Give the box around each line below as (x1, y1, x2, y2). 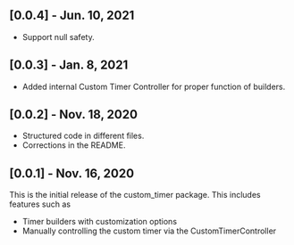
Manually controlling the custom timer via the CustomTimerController (21, 225, 277, 236)
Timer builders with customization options (21, 216, 177, 227)
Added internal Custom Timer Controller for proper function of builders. (21, 81, 286, 92)
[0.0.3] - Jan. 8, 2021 (9, 58, 129, 73)
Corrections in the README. (21, 140, 126, 151)
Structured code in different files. (21, 130, 145, 142)
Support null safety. (21, 31, 96, 42)
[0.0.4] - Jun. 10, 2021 (9, 8, 135, 23)
